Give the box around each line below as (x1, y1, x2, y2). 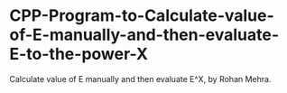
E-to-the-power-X (9, 44, 149, 64)
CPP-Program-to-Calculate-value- (9, 5, 275, 26)
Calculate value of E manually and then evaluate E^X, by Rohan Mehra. (9, 73, 272, 84)
